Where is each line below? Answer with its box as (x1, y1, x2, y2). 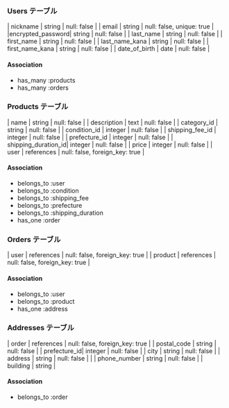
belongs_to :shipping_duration (17, 209, 104, 217)
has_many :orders (17, 83, 69, 92)
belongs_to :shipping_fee (17, 194, 89, 202)
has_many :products (17, 76, 76, 84)
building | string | (7, 361, 56, 370)
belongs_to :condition (17, 186, 80, 195)
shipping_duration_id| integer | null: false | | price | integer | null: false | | (7, 140, 213, 149)
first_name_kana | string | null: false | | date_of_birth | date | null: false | (7, 44, 210, 53)
